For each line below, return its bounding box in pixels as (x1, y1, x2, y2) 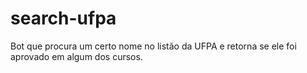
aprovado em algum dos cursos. (10, 50, 143, 62)
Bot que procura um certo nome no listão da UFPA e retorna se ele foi (10, 40, 297, 52)
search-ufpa (10, 7, 117, 30)
